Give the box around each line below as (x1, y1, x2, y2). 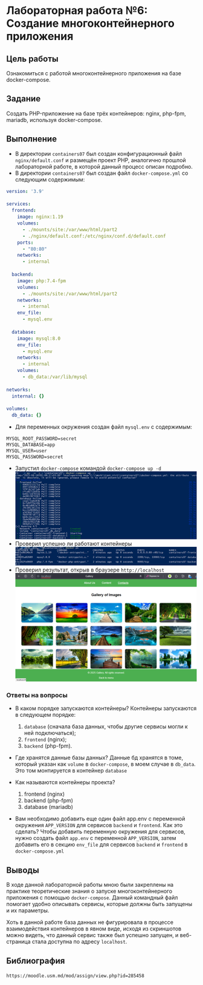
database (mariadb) (24, 804, 74, 811)
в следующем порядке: (14, 711, 76, 719)
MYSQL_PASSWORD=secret (6, 454, 63, 460)
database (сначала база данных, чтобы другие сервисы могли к (24, 723, 188, 730)
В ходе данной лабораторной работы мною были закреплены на (6, 881, 174, 889)
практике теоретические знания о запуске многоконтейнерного (6, 887, 173, 895)
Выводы (6, 865, 39, 875)
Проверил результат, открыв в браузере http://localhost (14, 566, 165, 574)
